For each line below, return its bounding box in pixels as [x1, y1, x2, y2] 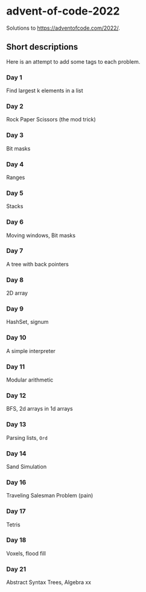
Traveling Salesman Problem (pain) [6, 492, 94, 499]
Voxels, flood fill [6, 550, 46, 557]
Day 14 [6, 449, 27, 457]
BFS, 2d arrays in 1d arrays [6, 405, 74, 412]
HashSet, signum [6, 318, 49, 326]
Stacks [6, 203, 24, 210]
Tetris [6, 520, 21, 528]
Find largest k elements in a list [6, 87, 83, 95]
